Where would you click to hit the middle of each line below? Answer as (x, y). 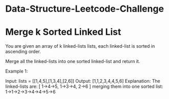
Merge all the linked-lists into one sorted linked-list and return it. (73, 61)
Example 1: (17, 71)
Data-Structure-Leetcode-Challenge (85, 9)
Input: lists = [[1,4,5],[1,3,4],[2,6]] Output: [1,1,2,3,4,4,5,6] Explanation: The (83, 81)
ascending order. (23, 52)
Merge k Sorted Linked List (63, 32)
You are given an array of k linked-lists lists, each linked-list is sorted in (80, 46)
